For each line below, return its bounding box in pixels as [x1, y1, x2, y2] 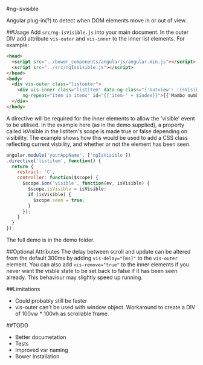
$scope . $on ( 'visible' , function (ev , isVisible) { [22, 180, 150, 186]
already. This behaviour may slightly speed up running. [6, 274, 143, 281]
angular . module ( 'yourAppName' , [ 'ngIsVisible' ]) [6, 152, 131, 158]
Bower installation [14, 353, 60, 360]
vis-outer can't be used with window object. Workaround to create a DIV [14, 304, 196, 311]
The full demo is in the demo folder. [6, 236, 95, 243]
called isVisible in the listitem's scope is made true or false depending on [6, 127, 188, 135]
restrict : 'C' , [17, 169, 56, 175]
